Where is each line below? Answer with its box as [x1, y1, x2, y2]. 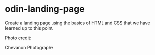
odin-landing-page [5, 3, 85, 15]
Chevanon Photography [5, 44, 53, 50]
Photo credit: [5, 35, 32, 41]
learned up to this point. [5, 25, 54, 31]
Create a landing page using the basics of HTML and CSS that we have [5, 20, 150, 26]
